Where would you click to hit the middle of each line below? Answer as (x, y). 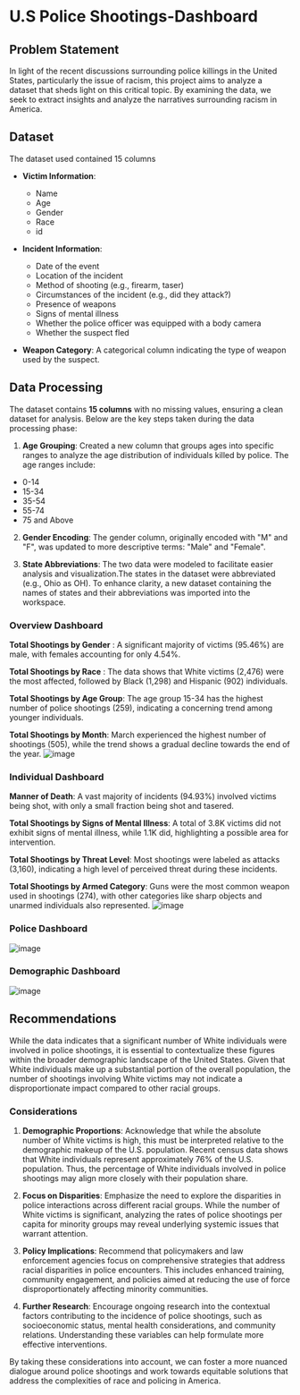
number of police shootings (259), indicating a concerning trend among (141, 708)
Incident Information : (62, 249)
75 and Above (48, 520)
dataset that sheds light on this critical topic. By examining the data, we (140, 90)
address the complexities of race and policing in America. (115, 1381)
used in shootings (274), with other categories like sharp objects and (136, 896)
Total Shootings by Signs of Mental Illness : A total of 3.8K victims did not (145, 823)
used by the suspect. (61, 359)
